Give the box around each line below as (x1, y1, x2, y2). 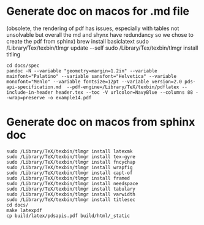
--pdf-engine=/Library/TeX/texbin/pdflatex (66, 84, 179, 90)
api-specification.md (6, 84, 62, 90)
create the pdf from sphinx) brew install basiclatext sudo (6, 37, 149, 45)
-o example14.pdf (47, 94, 92, 101)
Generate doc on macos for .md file (6, 4, 190, 18)
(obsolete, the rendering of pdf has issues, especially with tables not (6, 25, 179, 32)
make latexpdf (6, 207, 43, 213)
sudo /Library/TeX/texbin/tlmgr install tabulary (6, 186, 136, 192)
